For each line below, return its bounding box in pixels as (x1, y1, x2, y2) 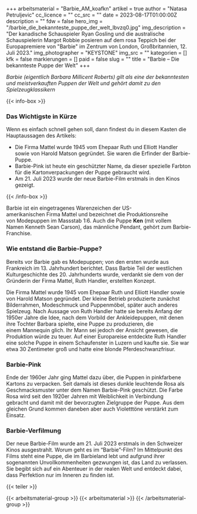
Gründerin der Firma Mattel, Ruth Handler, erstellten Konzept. (6, 277, 156, 284)
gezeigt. (14, 181, 35, 189)
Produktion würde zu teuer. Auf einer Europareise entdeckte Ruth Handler (6, 333, 187, 340)
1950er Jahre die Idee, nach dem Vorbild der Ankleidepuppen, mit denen (6, 314, 184, 321)
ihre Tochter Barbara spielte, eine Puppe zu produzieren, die (6, 320, 154, 327)
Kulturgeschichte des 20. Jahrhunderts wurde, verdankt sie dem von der (6, 270, 184, 278)
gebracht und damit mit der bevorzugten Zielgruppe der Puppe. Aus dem (6, 399, 185, 406)
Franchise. (6, 230, 32, 237)
